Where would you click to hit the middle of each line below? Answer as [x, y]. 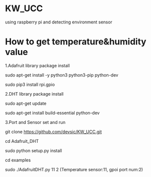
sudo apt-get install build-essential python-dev [53, 113]
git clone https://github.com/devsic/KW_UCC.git [54, 132]
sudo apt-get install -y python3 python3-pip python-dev [62, 75]
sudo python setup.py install [33, 150]
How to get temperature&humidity [76, 42]
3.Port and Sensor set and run [35, 122]
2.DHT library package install [34, 94]
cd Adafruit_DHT [22, 141]
